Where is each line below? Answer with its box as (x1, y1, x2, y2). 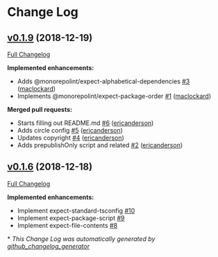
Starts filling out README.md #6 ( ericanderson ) (17, 119, 154, 127)
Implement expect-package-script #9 (17, 213, 125, 222)
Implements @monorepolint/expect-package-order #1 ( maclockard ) (17, 92, 212, 100)
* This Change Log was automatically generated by (7, 234, 156, 243)
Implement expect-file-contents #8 (17, 221, 118, 229)
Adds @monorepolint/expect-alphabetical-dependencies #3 (17, 77, 190, 85)
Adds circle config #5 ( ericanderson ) (17, 126, 124, 134)
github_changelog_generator (7, 242, 90, 250)
